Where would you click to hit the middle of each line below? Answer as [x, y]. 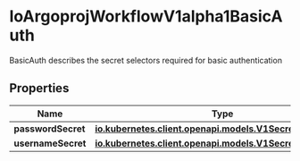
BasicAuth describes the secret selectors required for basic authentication [146, 60]
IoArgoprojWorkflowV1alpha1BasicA [146, 17]
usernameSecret [50, 143]
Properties [39, 88]
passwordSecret [50, 129]
